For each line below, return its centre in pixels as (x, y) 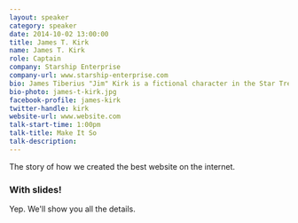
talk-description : (43, 141)
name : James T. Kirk (47, 51)
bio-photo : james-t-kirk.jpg (63, 92)
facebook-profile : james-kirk (65, 100)
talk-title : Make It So (53, 133)
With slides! (35, 189)
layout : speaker (39, 17)
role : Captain (35, 59)
